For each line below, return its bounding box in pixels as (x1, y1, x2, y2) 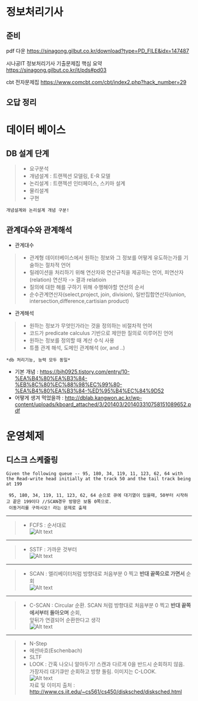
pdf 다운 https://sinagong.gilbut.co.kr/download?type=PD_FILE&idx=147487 (6, 48, 190, 54)
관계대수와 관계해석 (6, 225, 72, 235)
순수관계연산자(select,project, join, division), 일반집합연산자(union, (29, 291, 186, 298)
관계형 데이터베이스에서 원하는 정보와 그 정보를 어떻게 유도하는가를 (29, 254, 183, 261)
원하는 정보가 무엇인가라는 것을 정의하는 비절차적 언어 (29, 322, 153, 330)
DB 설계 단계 (6, 148, 49, 158)
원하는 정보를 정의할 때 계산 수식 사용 (29, 337, 115, 344)
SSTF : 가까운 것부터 (29, 546, 77, 553)
